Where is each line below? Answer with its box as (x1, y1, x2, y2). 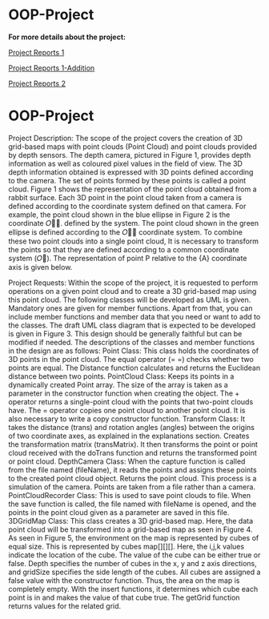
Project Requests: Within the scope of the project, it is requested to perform (8, 278, 259, 287)
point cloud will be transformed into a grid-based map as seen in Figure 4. (8, 525, 253, 534)
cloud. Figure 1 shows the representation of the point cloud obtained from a (8, 184, 258, 194)
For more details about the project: (8, 32, 126, 42)
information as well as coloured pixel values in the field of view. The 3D (8, 159, 243, 168)
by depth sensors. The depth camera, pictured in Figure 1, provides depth (8, 150, 251, 159)
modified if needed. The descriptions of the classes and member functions (8, 337, 255, 347)
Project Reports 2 (8, 78, 66, 88)
